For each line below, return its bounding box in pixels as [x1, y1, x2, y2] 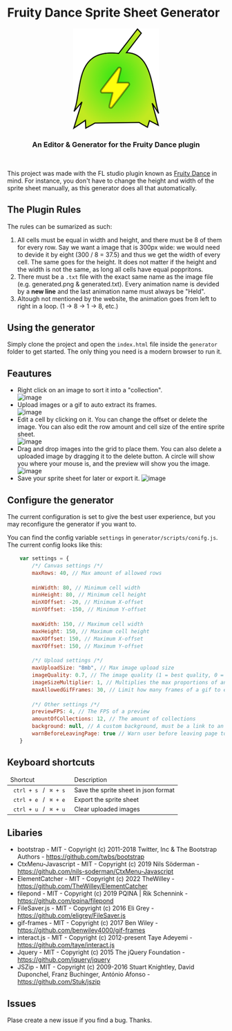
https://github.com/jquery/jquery [17, 956, 110, 964]
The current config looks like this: [7, 541, 103, 549]
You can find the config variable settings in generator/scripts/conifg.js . [7, 533, 218, 542]
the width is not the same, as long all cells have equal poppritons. [17, 265, 204, 273]
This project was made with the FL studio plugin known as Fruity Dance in [7, 169, 217, 177]
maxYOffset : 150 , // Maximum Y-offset [32, 642, 144, 650]
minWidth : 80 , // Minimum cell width [32, 584, 140, 591]
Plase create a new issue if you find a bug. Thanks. [7, 1016, 153, 1025]
